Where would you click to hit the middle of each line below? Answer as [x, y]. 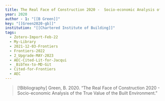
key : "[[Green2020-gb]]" [30, 23]
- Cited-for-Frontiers [33, 69]
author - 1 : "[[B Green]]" [33, 19]
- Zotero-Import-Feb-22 [34, 37]
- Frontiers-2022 [27, 51]
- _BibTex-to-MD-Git [30, 65]
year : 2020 [16, 14]
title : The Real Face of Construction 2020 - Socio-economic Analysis [80, 10]
